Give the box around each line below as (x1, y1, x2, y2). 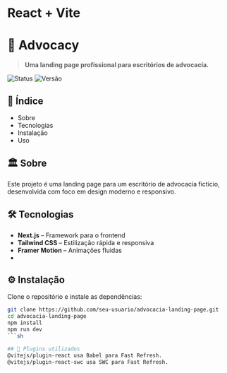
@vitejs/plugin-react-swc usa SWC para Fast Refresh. (7, 358, 169, 365)
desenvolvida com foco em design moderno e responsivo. (7, 187, 176, 196)
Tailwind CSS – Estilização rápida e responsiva (17, 238, 154, 247)
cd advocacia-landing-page (7, 313, 87, 320)
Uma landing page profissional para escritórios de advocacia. (24, 61, 209, 69)
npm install (7, 319, 42, 326)
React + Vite (7, 5, 81, 21)
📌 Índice (7, 95, 44, 107)
